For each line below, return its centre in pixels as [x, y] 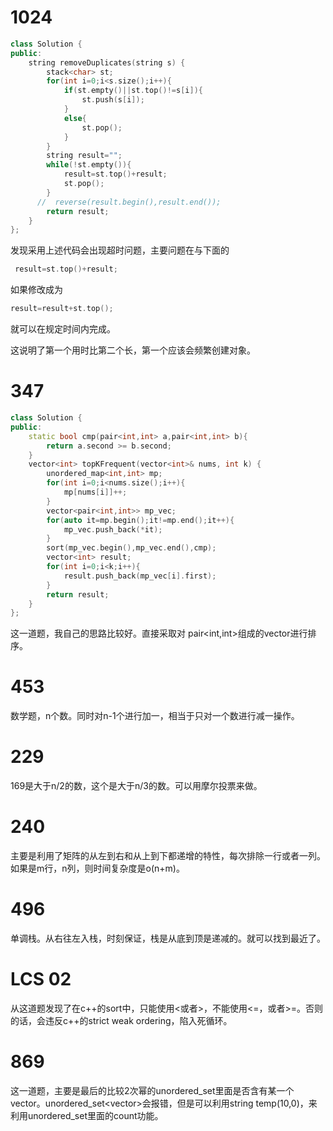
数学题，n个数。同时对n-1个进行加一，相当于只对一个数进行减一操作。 [155, 716]
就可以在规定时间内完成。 [63, 329]
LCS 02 [41, 979]
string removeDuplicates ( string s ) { [107, 62]
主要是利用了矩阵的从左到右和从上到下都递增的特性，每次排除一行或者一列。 [168, 856]
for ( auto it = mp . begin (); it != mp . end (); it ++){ [140, 520]
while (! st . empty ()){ [89, 165]
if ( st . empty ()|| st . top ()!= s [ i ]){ [133, 91]
